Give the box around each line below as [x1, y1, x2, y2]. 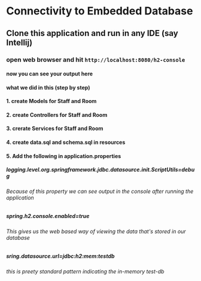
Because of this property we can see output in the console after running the [6, 188, 194, 195]
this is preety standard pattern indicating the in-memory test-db [6, 268, 165, 275]
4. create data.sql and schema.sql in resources [6, 139, 126, 146]
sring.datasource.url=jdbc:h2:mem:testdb [6, 253, 115, 260]
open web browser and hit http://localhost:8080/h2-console [6, 55, 185, 64]
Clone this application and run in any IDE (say [6, 28, 178, 38]
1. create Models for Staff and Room [6, 98, 97, 105]
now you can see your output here [6, 70, 93, 77]
